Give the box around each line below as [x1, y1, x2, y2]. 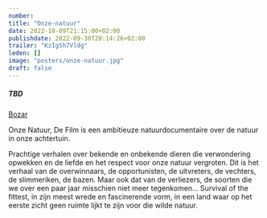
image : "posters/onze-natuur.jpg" [8, 57, 125, 65]
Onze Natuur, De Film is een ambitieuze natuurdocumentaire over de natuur [8, 125, 259, 134]
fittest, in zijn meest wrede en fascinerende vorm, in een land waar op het [8, 191, 253, 201]
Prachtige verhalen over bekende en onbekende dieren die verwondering [8, 149, 251, 158]
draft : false [8, 64, 52, 72]
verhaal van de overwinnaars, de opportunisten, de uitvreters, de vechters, [8, 166, 257, 175]
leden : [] [8, 49, 42, 57]
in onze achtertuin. [8, 134, 71, 143]
